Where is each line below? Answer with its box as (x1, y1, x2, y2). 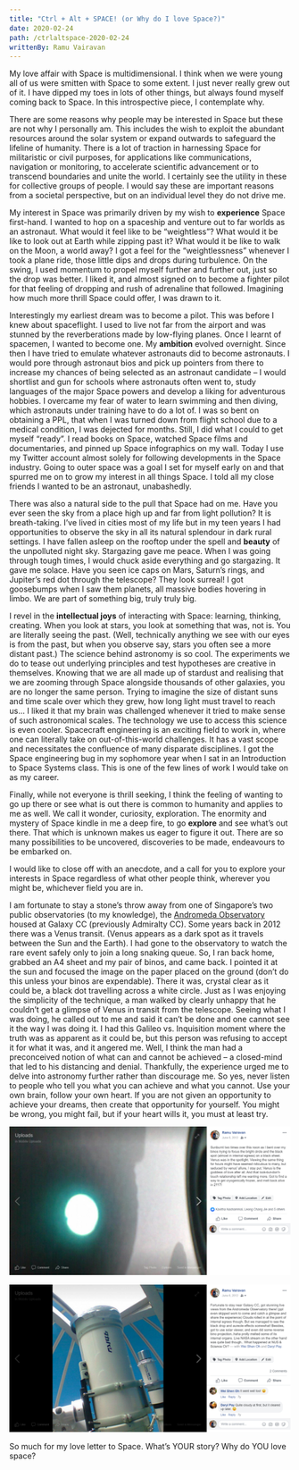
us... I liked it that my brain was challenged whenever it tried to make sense (9, 706, 286, 717)
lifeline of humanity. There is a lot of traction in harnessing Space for (9, 143, 262, 154)
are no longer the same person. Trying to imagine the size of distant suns (9, 686, 278, 697)
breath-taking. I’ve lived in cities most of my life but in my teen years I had (9, 517, 281, 528)
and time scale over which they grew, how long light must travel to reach (9, 696, 276, 707)
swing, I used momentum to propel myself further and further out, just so (9, 265, 278, 275)
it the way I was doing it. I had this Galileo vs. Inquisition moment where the (9, 1023, 286, 1034)
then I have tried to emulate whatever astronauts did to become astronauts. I (9, 349, 290, 359)
